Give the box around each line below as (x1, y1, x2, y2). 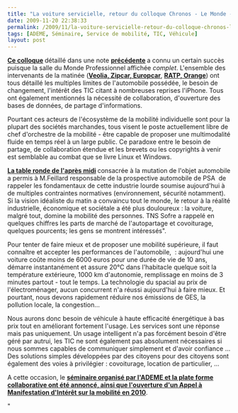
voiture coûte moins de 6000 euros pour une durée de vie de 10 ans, (7, 256, 208, 264)
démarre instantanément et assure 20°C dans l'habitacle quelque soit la (7, 263, 217, 271)
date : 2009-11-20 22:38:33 (7, 17, 87, 24)
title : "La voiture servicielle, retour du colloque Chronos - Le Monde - (7, 10, 233, 18)
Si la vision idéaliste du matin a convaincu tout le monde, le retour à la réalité (7, 196, 231, 205)
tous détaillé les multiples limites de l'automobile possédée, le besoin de (7, 79, 218, 87)
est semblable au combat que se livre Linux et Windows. (7, 153, 172, 162)
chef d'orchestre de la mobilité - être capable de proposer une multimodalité (7, 130, 231, 139)
